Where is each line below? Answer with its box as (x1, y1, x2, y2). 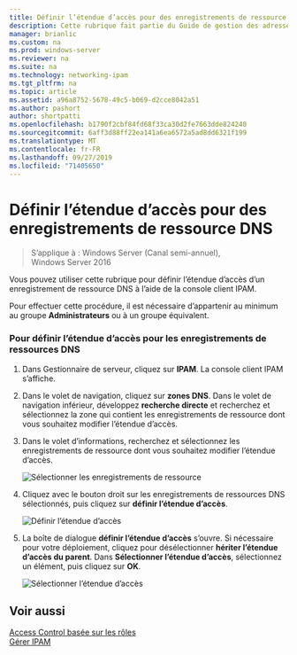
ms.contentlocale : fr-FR (9, 144, 101, 153)
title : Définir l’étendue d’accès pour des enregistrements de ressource (9, 12, 287, 22)
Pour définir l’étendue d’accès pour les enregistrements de (9, 332, 267, 345)
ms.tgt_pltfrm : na (9, 79, 77, 88)
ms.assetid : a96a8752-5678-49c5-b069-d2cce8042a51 (9, 95, 200, 105)
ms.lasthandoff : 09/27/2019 (9, 152, 113, 162)
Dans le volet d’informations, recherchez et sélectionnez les (21, 435, 240, 446)
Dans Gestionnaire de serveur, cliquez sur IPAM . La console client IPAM (21, 363, 284, 374)
